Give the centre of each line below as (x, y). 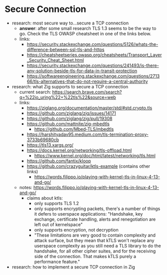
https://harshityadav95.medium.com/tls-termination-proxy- (88, 134)
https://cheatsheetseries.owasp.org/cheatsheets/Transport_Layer (94, 55)
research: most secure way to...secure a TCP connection (70, 23)
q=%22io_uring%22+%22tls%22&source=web (68, 97)
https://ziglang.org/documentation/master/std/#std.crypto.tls (89, 108)
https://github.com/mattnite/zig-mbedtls (68, 124)
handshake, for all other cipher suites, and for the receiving (95, 251)
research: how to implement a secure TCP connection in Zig (73, 267)
